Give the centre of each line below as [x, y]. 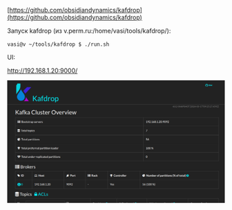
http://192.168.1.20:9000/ [42, 71]
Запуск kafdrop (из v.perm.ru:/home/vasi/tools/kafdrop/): [89, 31]
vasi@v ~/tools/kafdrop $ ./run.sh [58, 44]
